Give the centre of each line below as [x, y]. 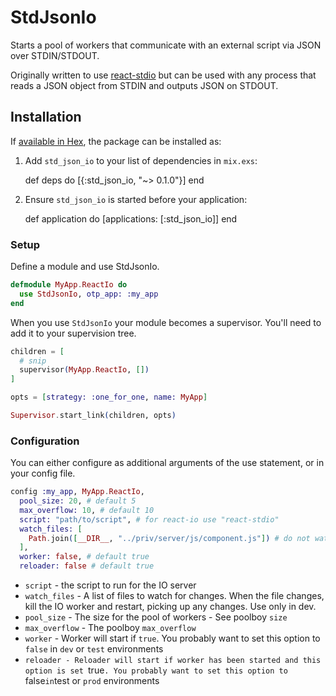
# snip [33, 361]
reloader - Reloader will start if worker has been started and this [173, 661]
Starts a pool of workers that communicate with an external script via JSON [166, 45]
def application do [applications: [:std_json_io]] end [131, 218]
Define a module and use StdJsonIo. [85, 267]
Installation [46, 117]
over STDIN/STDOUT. [55, 55]
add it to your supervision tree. [73, 333]
